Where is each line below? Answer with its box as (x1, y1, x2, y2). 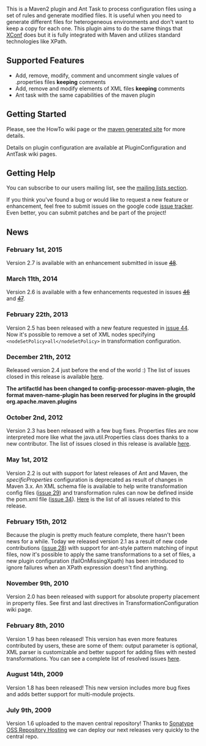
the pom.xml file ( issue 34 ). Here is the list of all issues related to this (6, 495, 181, 503)
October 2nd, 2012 (6, 413, 63, 422)
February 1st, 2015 (6, 245, 63, 254)
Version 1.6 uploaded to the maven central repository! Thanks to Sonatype (6, 720, 194, 727)
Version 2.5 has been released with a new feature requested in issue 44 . (6, 324, 189, 332)
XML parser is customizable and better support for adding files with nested (6, 648, 196, 655)
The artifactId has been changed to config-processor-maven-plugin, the (6, 385, 195, 392)
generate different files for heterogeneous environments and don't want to (6, 18, 194, 25)
